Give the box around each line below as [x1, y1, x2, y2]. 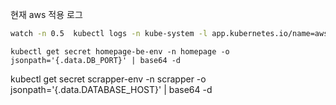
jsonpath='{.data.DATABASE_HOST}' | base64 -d [10, 83, 213, 95]
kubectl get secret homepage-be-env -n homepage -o [10, 46, 230, 57]
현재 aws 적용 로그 [10, 9, 83, 20]
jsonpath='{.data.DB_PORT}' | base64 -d [10, 55, 182, 65]
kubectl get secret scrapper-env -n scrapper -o [10, 73, 207, 85]
